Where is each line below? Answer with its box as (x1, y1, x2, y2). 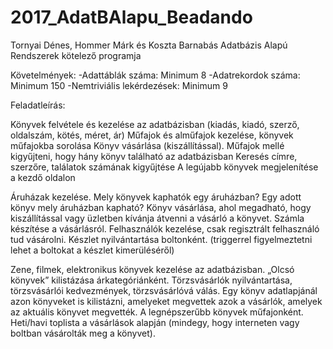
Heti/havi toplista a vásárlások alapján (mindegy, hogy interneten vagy (10, 316, 300, 328)
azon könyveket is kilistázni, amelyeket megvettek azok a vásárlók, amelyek (10, 295, 323, 307)
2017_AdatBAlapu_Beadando (10, 6, 253, 29)
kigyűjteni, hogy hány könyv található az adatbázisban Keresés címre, (10, 150, 298, 162)
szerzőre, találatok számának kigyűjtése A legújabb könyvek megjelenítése (10, 161, 319, 173)
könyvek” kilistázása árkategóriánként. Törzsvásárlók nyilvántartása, (10, 274, 293, 286)
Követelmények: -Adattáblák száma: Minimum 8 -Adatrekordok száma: (10, 69, 301, 81)
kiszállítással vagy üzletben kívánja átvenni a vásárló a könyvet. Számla (10, 212, 305, 224)
